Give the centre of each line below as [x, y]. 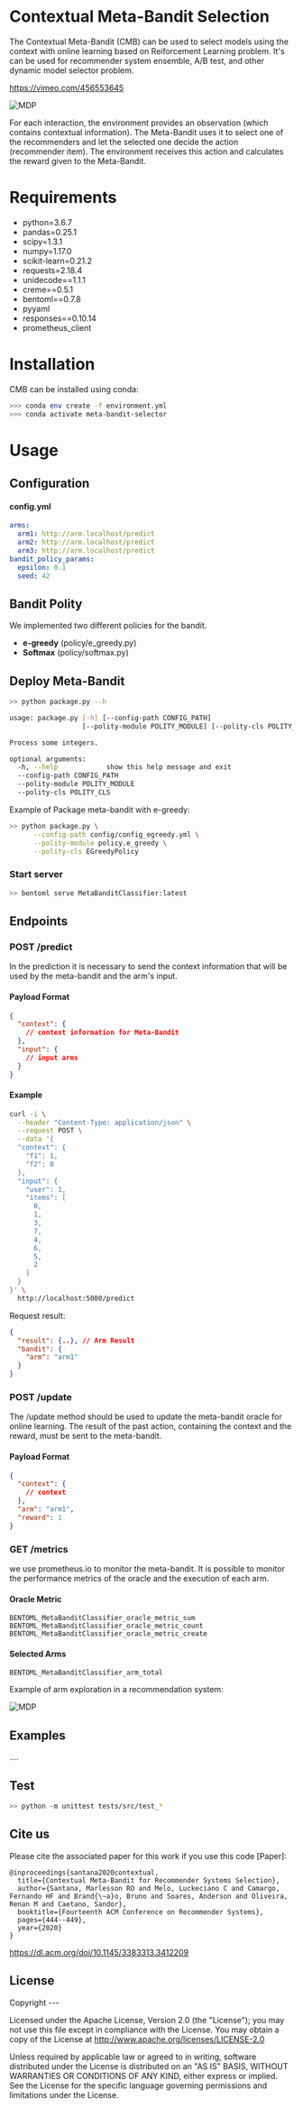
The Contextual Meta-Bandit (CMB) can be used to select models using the [149, 41]
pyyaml [36, 308]
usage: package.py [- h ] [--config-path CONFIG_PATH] [110, 718]
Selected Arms [38, 1654]
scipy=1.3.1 [42, 242]
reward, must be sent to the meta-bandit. [86, 1436]
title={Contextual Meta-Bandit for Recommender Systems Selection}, [149, 1880]
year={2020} [40, 1928]
